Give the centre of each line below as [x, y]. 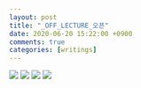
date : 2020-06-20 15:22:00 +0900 [71, 33]
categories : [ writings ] [53, 50]
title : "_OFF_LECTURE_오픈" [59, 26]
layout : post [33, 17]
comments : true [37, 42]
